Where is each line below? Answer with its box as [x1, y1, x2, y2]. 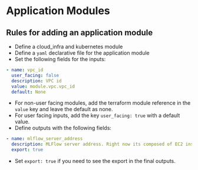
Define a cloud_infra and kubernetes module [14, 43, 123, 50]
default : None [11, 89, 46, 95]
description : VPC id [11, 78, 62, 84]
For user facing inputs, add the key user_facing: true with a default [14, 112, 180, 119]
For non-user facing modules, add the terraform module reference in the [14, 99, 191, 106]
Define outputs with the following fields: [14, 125, 112, 132]
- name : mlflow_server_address [6, 136, 83, 142]
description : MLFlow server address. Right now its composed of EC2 [11, 141, 183, 148]
